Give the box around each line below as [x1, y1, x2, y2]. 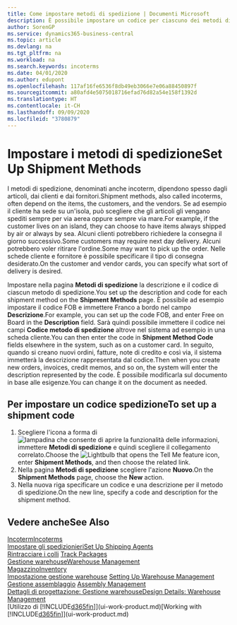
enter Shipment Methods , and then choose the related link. [17, 458, 191, 467]
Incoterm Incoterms [7, 535, 63, 544]
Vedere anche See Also [7, 516, 110, 528]
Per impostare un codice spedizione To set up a [7, 398, 217, 410]
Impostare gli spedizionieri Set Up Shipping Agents [7, 542, 154, 551]
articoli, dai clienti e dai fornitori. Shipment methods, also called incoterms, [7, 191, 223, 200]
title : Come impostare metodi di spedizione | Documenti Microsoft [7, 10, 210, 18]
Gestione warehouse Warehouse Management [7, 557, 140, 566]
